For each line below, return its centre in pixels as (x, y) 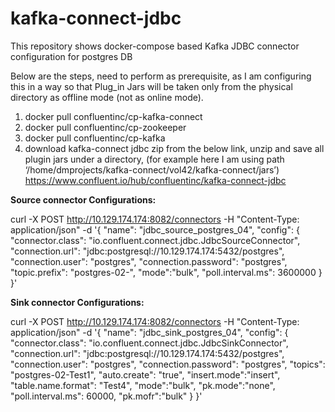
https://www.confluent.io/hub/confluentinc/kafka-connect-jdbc (155, 180)
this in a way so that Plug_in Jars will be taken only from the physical (151, 86)
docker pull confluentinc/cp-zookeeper (105, 127)
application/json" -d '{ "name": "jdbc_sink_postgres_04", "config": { (149, 332)
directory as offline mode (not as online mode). (107, 97)
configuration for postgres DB (71, 56)
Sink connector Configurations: (77, 302)
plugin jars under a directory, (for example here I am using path (154, 159)
